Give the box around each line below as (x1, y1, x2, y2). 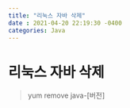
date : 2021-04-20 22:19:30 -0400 (8, 19, 123, 27)
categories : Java (8, 26, 66, 34)
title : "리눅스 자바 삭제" (8, 11, 86, 20)
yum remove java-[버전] (27, 91, 105, 100)
